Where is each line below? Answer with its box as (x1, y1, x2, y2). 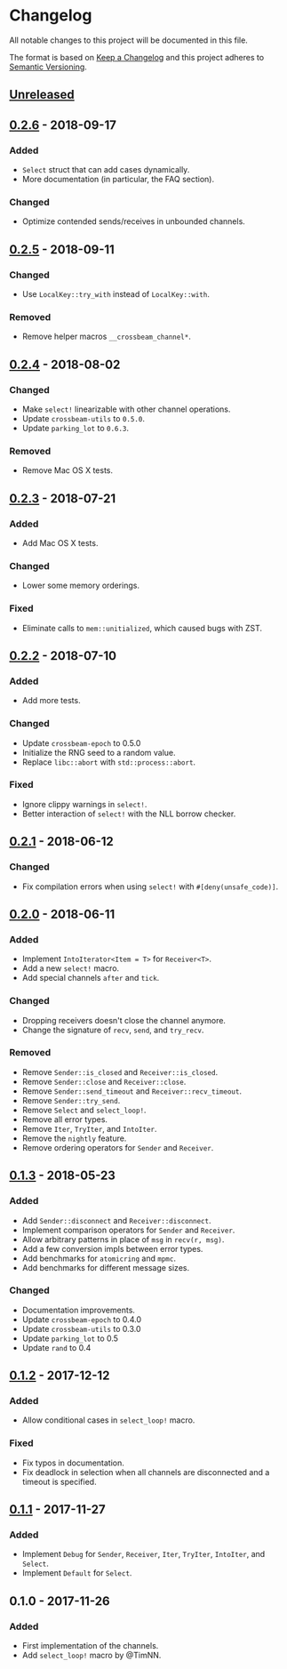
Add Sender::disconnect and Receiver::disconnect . (21, 1215, 211, 1225)
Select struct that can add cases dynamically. (21, 164, 190, 175)
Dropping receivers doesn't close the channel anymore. (21, 1015, 227, 1025)
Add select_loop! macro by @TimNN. (21, 1650, 162, 1661)
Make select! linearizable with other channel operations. (21, 404, 231, 414)
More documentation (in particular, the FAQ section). (21, 174, 215, 185)
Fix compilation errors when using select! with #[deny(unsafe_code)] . (21, 881, 279, 892)
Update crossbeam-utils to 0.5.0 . (21, 413, 145, 423)
